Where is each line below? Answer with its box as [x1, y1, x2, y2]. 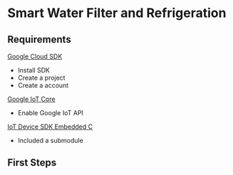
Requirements [7, 33, 71, 46]
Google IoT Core [7, 95, 56, 103]
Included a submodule [17, 137, 83, 144]
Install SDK [17, 66, 50, 74]
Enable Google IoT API [17, 109, 84, 117]
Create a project [17, 73, 66, 82]
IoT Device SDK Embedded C [7, 122, 93, 131]
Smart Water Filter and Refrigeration [7, 5, 227, 21]
